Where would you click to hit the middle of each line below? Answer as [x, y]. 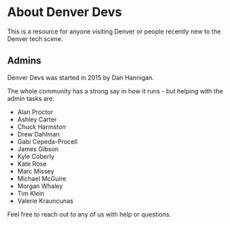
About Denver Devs [65, 12]
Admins [24, 61]
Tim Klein [31, 193]
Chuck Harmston [41, 127]
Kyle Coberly [36, 156]
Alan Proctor [35, 111]
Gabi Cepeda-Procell [47, 141]
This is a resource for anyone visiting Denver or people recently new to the [114, 31]
